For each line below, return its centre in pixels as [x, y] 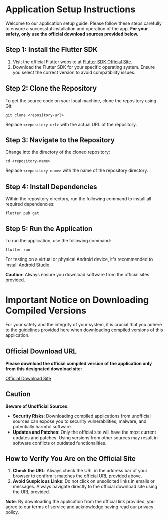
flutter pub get [22, 213]
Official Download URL [41, 351]
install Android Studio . [28, 265]
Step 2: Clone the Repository [51, 88]
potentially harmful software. [42, 426]
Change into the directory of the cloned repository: [58, 152]
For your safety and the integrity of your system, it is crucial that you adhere [84, 324]
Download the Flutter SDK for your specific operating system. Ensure [84, 67]
